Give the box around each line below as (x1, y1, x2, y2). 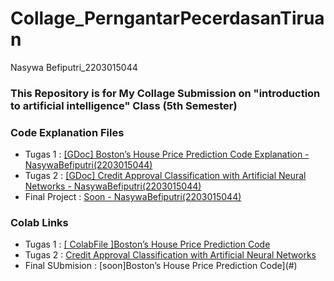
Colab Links (10, 216, 69, 230)
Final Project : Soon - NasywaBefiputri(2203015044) (24, 191, 242, 203)
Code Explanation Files (10, 125, 125, 139)
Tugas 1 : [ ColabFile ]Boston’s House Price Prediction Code (24, 238, 271, 251)
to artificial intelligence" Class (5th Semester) (10, 98, 238, 112)
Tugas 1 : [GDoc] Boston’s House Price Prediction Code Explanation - (24, 148, 310, 161)
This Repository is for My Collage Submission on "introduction (10, 86, 321, 100)
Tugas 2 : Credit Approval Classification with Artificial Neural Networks (24, 249, 317, 261)
